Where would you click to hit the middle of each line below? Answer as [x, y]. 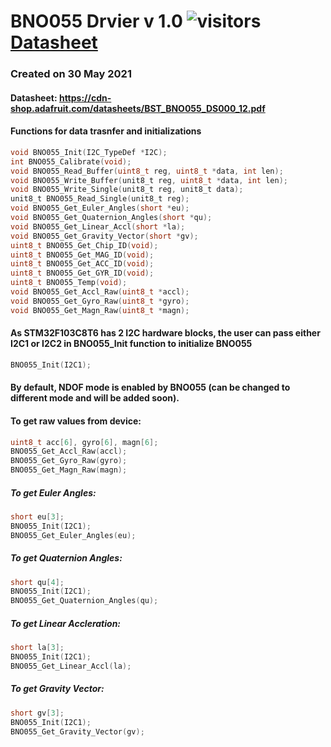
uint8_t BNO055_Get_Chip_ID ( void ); [84, 245]
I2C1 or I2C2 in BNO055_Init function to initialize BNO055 [131, 344]
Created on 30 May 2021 [71, 74]
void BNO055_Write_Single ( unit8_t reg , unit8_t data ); [127, 190]
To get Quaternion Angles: [66, 558]
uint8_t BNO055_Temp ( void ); [69, 283]
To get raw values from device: [76, 421]
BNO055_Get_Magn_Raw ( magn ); [69, 470]
